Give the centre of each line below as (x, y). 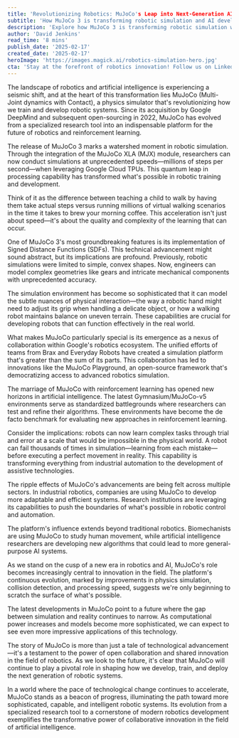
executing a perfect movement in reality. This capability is (113, 455)
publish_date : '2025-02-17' (49, 47)
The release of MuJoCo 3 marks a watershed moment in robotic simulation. (118, 146)
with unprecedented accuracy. (52, 279)
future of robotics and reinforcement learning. (75, 132)
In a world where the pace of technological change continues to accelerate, (118, 689)
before (17, 455)
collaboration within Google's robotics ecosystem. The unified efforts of (113, 345)
